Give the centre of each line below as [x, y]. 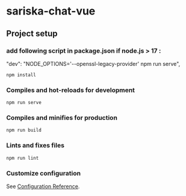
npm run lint [23, 158]
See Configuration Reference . [43, 186]
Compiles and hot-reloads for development [71, 90]
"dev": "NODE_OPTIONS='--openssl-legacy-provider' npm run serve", [93, 64]
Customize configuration [44, 173]
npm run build [24, 130]
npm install [21, 75]
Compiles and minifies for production [62, 118]
